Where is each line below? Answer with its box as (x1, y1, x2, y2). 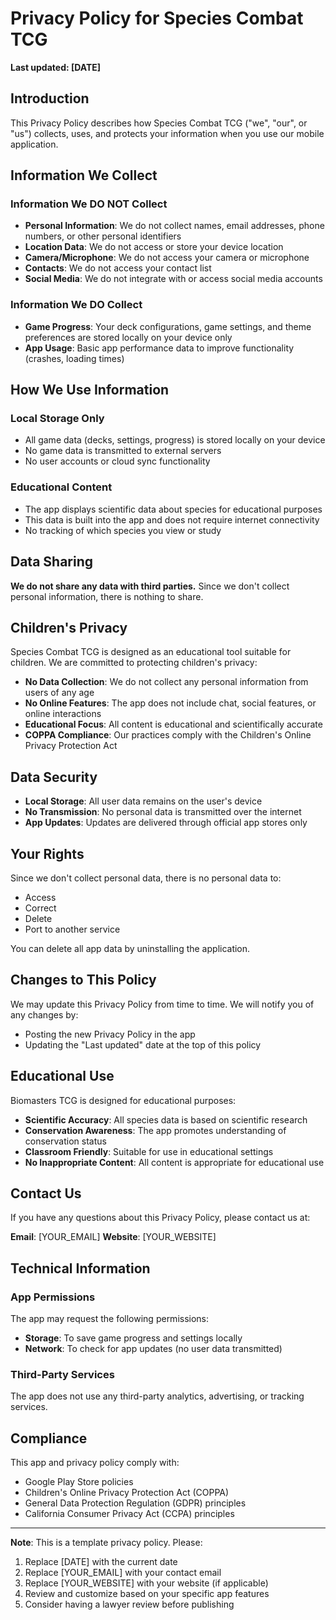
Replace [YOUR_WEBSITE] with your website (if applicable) (24, 1577, 269, 1589)
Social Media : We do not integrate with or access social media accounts (24, 273, 323, 285)
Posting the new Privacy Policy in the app (24, 1028, 196, 1040)
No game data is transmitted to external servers (24, 445, 222, 457)
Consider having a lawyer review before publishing (24, 1598, 235, 1611)
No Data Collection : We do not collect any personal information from (24, 676, 309, 688)
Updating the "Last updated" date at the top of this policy (24, 1038, 262, 1051)
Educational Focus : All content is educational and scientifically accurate (24, 718, 323, 731)
